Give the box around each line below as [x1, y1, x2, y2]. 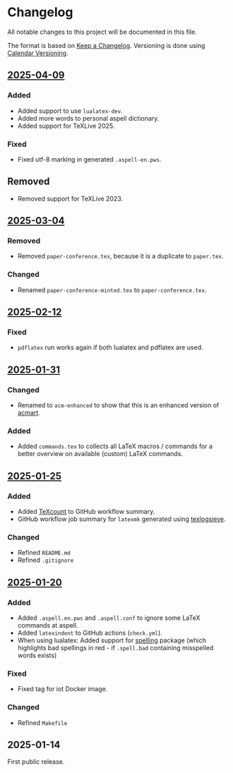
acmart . [17, 409, 40, 417]
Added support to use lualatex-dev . [17, 107, 123, 115]
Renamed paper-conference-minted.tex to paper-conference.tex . [17, 285, 207, 294]
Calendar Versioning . [7, 49, 68, 57]
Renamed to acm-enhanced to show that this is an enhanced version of [17, 401, 220, 409]
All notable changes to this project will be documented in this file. [7, 28, 198, 36]
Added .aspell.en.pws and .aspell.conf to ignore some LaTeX [17, 613, 201, 622]
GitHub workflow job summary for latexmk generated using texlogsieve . [17, 515, 226, 523]
